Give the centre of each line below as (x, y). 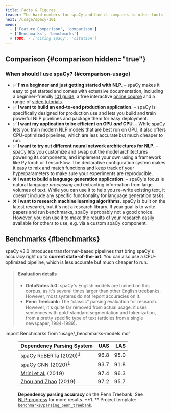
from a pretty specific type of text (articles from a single (84, 318)
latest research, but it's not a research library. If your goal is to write (84, 206)
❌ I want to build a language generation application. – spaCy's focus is (88, 179)
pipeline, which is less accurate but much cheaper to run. (88, 262)
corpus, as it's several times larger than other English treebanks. (93, 291)
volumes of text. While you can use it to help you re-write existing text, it (89, 190)
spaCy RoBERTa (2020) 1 (51, 355)
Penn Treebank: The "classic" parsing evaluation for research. (91, 301)
